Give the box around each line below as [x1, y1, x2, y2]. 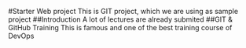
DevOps [8, 31, 35, 40]
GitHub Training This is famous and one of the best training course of [8, 23, 233, 32]
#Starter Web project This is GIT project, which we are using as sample [8, 7, 238, 15]
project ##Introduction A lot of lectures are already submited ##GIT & [8, 15, 233, 24]
